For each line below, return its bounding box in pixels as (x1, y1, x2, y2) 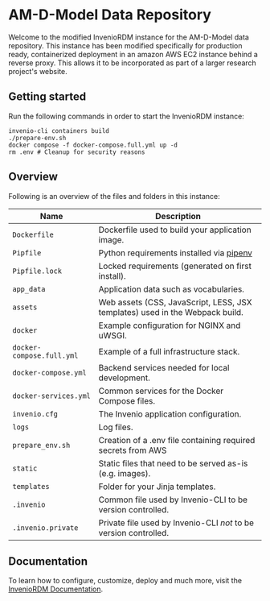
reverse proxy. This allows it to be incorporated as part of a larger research (8, 58, 257, 68)
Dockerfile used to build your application (98, 224, 252, 235)
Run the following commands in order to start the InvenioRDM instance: (8, 111, 245, 121)
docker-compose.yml (12, 368, 87, 377)
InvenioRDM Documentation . (8, 584, 104, 594)
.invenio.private (12, 523, 79, 533)
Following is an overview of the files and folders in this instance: (8, 191, 221, 201)
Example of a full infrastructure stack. (98, 346, 240, 357)
